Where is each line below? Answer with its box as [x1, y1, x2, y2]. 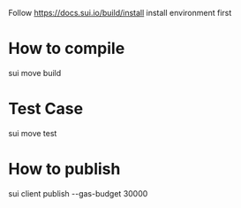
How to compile [8, 39, 125, 58]
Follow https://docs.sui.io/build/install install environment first [8, 8, 232, 18]
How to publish [8, 159, 121, 180]
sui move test [8, 127, 57, 138]
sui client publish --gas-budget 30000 [8, 188, 148, 198]
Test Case [8, 99, 84, 119]
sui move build [8, 67, 62, 78]
